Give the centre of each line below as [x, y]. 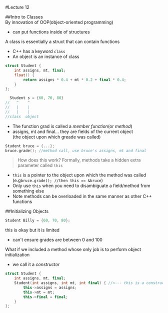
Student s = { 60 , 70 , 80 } [37, 98]
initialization [17, 255]
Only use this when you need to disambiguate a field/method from [81, 186]
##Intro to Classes [24, 17]
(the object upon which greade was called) [56, 136]
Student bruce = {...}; [30, 146]
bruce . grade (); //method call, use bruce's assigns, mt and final [76, 150]
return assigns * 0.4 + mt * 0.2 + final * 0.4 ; [75, 79]
